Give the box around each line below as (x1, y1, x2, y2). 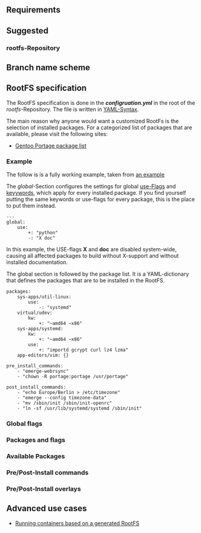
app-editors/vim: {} (17, 352, 69, 359)
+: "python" (28, 230, 59, 236)
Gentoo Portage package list (15, 142, 87, 149)
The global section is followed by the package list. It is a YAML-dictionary (6, 270, 189, 278)
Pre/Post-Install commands (6, 468, 89, 477)
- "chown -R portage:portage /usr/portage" (17, 373, 129, 380)
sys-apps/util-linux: (17, 294, 71, 300)
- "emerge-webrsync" (17, 368, 69, 375)
